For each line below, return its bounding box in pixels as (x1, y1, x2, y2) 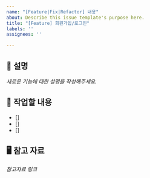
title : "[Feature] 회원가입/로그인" (6, 20, 90, 26)
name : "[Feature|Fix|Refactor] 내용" (6, 8, 99, 15)
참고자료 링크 (6, 165, 37, 173)
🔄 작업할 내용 (6, 97, 53, 108)
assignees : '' (6, 31, 42, 38)
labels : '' (6, 25, 34, 32)
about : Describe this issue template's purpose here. (6, 15, 145, 21)
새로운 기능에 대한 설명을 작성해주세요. (6, 77, 97, 85)
